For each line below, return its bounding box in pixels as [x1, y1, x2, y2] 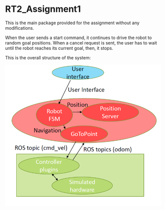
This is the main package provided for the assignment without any [5, 20, 140, 26]
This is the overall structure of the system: [5, 54, 91, 60]
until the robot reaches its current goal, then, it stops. [5, 45, 114, 51]
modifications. [5, 25, 35, 31]
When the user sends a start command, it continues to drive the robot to [5, 35, 152, 41]
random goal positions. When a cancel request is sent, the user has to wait [5, 40, 157, 45]
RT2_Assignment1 [5, 3, 81, 15]
